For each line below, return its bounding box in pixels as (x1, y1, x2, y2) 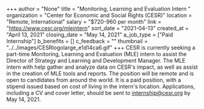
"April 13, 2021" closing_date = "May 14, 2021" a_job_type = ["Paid (6, 31, 173, 38)
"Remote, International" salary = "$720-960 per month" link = (6, 18, 162, 25)
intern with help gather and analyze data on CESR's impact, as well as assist (6, 63, 199, 71)
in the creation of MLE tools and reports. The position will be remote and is (6, 70, 194, 77)
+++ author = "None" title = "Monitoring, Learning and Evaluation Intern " (6, 5, 191, 12)
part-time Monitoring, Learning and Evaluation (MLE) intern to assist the (6, 51, 187, 57)
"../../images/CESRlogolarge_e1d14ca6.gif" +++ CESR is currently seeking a (6, 44, 195, 51)
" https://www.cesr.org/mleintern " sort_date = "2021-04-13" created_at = (6, 24, 189, 32)
